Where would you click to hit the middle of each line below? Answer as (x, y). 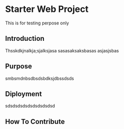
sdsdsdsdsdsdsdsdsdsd (30, 106)
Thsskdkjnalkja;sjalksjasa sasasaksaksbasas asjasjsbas (62, 50)
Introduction (25, 39)
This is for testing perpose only (37, 23)
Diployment (24, 94)
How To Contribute (35, 121)
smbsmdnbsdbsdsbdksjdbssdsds (40, 78)
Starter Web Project (47, 9)
